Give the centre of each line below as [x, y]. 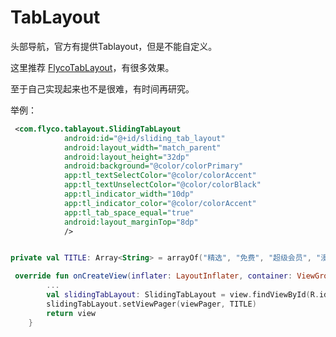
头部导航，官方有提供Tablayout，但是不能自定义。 [114, 46]
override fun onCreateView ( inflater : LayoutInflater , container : [153, 276]
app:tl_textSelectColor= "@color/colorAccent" [160, 176]
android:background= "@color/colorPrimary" [153, 166]
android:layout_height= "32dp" [126, 157]
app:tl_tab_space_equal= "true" [129, 212]
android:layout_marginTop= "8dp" [131, 222]
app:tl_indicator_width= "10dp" [129, 194]
